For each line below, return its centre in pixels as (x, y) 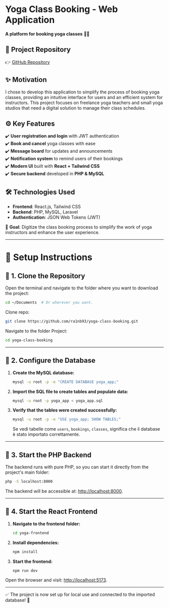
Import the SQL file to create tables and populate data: (70, 391)
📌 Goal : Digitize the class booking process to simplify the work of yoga (79, 227)
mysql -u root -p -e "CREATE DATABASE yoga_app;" (66, 382)
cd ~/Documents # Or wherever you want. (49, 302)
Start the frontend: (32, 561)
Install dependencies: (36, 542)
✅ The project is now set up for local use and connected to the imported (80, 594)
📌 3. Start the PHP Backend (48, 455)
